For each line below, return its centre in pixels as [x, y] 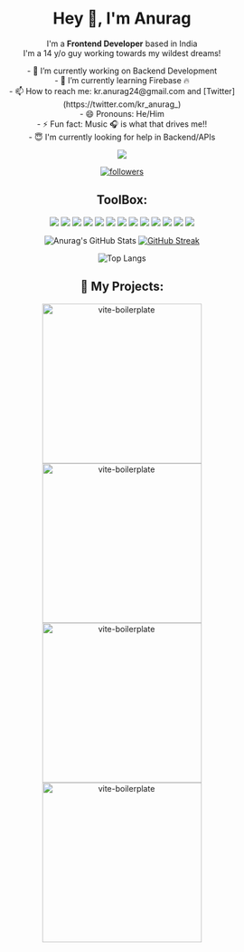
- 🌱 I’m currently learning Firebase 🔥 [122, 80]
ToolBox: [122, 200]
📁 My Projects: [122, 287]
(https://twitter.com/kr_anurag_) [122, 104]
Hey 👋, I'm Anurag [122, 19]
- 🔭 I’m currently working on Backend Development [122, 71]
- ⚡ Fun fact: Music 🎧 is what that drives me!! [122, 124]
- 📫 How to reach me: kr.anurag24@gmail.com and [106, 91]
